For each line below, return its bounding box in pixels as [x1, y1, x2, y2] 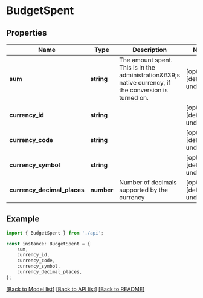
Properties [6, 28, 47, 38]
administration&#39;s [119, 71, 180, 79]
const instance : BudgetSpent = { [6, 241, 91, 247]
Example [6, 214, 40, 224]
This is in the [119, 63, 155, 71]
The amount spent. [119, 56, 173, 64]
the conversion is [119, 86, 168, 94]
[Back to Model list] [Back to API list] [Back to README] [6, 285, 145, 293]
